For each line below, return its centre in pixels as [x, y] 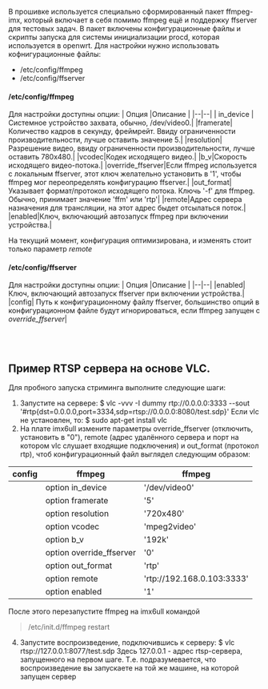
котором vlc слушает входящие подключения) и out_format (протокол [139, 446]
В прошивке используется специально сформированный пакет [116, 12]
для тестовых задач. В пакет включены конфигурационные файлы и [125, 28]
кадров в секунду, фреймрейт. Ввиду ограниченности [143, 131]
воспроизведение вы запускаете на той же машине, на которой [129, 668]
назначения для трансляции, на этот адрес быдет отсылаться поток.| [127, 208]
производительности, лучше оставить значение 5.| [96, 140]
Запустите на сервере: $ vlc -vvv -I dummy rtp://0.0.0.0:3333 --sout [135, 403]
